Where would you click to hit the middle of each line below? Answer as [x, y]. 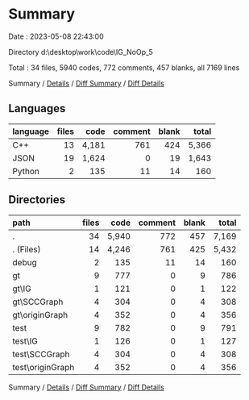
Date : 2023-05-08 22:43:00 [56, 36]
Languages [37, 108]
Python [26, 171]
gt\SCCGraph [38, 302]
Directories [37, 200]
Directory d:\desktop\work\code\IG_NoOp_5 [81, 52]
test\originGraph [44, 367]
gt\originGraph [40, 315]
